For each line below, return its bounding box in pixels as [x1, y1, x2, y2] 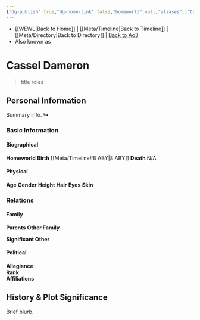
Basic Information [6, 126, 59, 135]
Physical [6, 168, 28, 175]
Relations [6, 196, 35, 204]
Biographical [6, 141, 39, 148]
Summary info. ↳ [6, 111, 49, 119]
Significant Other [6, 235, 50, 243]
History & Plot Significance [6, 293, 108, 303]
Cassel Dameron [6, 58, 90, 72]
